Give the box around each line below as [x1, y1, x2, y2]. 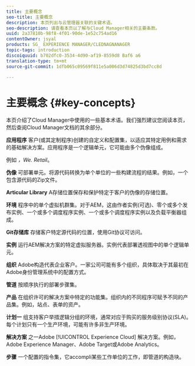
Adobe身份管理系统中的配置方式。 [6, 269, 90, 276]
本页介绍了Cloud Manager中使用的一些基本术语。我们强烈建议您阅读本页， [6, 116, 189, 124]
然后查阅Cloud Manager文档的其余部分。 [6, 124, 106, 131]
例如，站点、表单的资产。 [21, 301, 84, 308]
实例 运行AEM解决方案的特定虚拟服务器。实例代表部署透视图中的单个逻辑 [6, 241, 184, 249]
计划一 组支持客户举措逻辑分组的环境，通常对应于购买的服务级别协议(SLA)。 [6, 313, 191, 321]
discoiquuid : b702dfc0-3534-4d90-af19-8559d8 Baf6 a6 [6, 53, 141, 58]
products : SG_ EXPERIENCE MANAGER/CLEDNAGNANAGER [6, 42, 131, 48]
